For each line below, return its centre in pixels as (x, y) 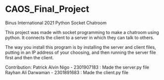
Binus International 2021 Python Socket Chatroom (56, 23)
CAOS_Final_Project (47, 9)
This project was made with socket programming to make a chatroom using (82, 32)
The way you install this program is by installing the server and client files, (81, 47)
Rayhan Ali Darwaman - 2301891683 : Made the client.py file (67, 72)
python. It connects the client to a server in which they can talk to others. (80, 38)
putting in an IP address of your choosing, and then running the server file (81, 52)
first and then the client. (29, 57)
